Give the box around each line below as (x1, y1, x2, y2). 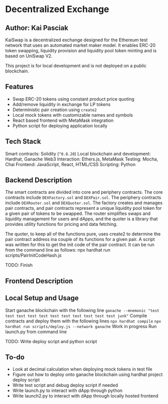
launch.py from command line (5, 329, 67, 335)
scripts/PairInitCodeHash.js (5, 253, 62, 259)
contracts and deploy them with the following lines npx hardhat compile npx (5, 318, 161, 324)
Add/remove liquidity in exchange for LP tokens (12, 101, 111, 107)
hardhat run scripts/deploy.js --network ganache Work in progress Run (5, 323, 157, 329)
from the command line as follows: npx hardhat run (5, 247, 110, 253)
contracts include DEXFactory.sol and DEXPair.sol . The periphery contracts (5, 195, 161, 201)
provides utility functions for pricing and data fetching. (5, 221, 118, 227)
